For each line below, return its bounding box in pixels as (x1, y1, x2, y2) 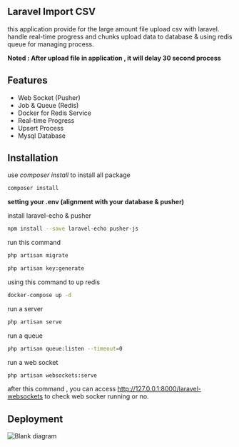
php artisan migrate (7, 252, 69, 259)
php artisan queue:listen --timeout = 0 (7, 345, 123, 352)
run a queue (7, 331, 44, 340)
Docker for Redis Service (17, 109, 91, 117)
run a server (7, 304, 44, 313)
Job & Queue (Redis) (17, 101, 79, 109)
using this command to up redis (7, 278, 101, 286)
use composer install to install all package (7, 171, 131, 179)
